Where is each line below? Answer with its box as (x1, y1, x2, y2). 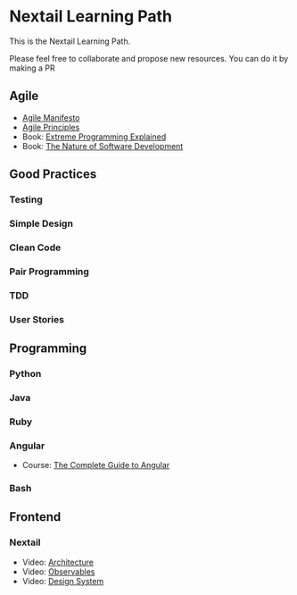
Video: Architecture (21, 557, 94, 567)
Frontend (9, 509, 62, 524)
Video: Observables (21, 566, 95, 577)
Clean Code (9, 241, 62, 254)
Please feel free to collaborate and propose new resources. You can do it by (9, 53, 289, 63)
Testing (9, 194, 43, 206)
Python (9, 367, 42, 380)
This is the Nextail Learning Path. (9, 36, 131, 46)
